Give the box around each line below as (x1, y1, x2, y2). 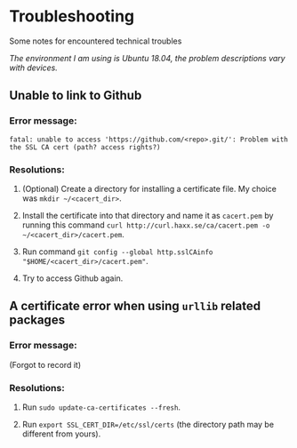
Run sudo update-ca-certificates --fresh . (21, 402, 181, 412)
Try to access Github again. (21, 273, 124, 284)
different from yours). (21, 428, 101, 439)
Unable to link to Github (9, 88, 142, 103)
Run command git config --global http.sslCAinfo (21, 246, 213, 257)
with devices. (9, 62, 58, 73)
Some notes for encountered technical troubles (9, 36, 182, 46)
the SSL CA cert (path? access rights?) (9, 142, 162, 152)
